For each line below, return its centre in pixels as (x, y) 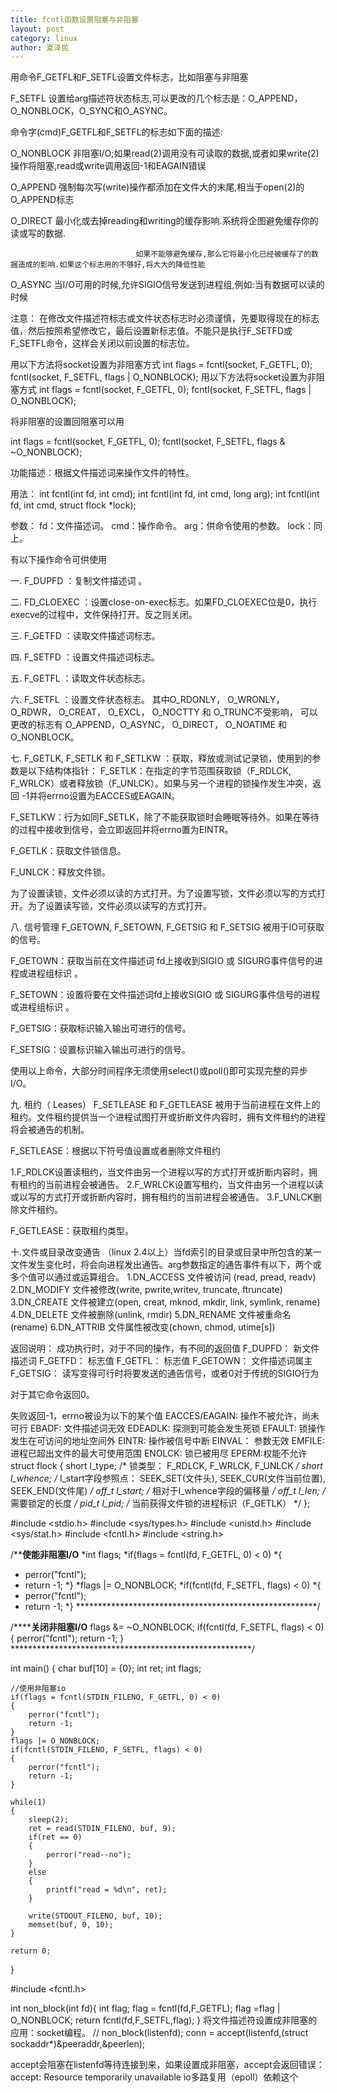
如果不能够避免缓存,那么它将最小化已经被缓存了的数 (227, 254)
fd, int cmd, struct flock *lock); (73, 505)
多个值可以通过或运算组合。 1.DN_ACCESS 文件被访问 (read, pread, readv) (163, 1277)
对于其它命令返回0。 (52, 1395)
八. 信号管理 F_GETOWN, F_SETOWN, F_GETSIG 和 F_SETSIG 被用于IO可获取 (167, 927)
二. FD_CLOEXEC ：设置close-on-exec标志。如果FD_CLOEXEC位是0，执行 (164, 602)
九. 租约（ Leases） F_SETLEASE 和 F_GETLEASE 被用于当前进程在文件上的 (165, 1105)
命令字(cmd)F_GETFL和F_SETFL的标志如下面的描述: (116, 132)
